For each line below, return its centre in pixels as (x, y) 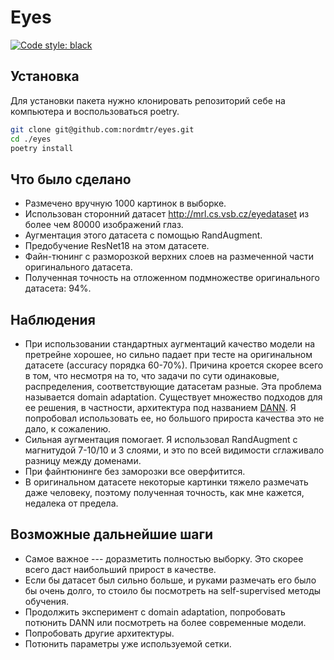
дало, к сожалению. (68, 429)
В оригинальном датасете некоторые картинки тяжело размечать (166, 482)
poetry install (42, 148)
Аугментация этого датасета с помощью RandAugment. (143, 235)
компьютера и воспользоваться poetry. (95, 111)
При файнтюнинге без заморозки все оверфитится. (135, 471)
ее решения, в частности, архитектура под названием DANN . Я (160, 407)
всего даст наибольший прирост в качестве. (120, 569)
